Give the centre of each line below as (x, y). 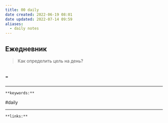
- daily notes (24, 29)
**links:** (16, 116)
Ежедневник (26, 49)
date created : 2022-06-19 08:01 (39, 15)
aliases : (14, 24)
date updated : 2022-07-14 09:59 (39, 19)
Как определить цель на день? (50, 61)
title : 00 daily (22, 10)
